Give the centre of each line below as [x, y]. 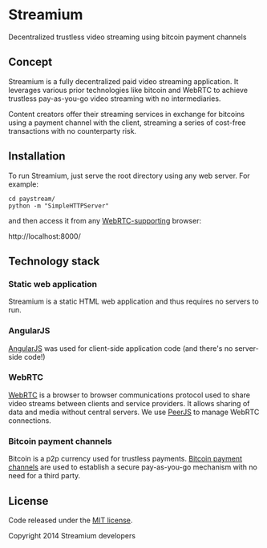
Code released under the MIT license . [71, 520]
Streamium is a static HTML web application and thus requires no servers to [133, 301]
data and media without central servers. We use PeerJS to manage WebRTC [134, 412]
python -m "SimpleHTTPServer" [59, 206]
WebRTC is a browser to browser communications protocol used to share [129, 395]
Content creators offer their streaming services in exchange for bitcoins [127, 114]
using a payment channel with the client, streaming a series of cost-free [127, 123]
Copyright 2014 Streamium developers [72, 535]
